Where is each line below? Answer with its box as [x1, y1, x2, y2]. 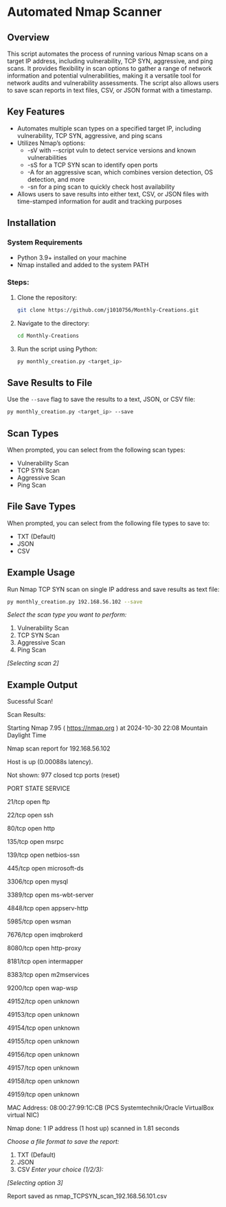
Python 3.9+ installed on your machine [16, 253, 127, 262]
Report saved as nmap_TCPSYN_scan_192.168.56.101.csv [7, 1192, 167, 1200]
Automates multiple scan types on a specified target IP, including [16, 124, 201, 133]
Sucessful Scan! [7, 698, 54, 706]
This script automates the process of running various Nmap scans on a [7, 49, 208, 58]
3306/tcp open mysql [7, 877, 69, 886]
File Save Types [7, 501, 76, 512]
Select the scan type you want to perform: [7, 610, 127, 619]
